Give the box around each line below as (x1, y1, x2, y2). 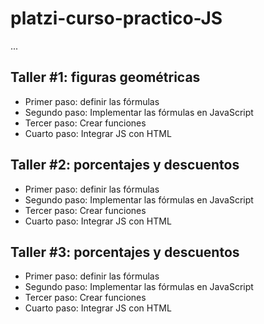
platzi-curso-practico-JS (10, 7, 223, 30)
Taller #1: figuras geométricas (10, 69, 201, 86)
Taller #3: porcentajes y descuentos (10, 243, 240, 261)
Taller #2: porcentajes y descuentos (10, 157, 240, 174)
